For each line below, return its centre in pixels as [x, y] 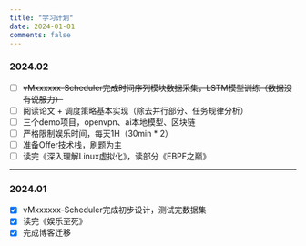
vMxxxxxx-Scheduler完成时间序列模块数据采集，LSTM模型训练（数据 [153, 87]
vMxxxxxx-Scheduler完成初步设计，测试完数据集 [114, 210]
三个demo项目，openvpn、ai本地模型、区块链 [109, 122]
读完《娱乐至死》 [55, 221]
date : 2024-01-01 [42, 26]
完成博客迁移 [46, 232]
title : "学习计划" [42, 18]
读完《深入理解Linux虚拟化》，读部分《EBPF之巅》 [117, 156]
